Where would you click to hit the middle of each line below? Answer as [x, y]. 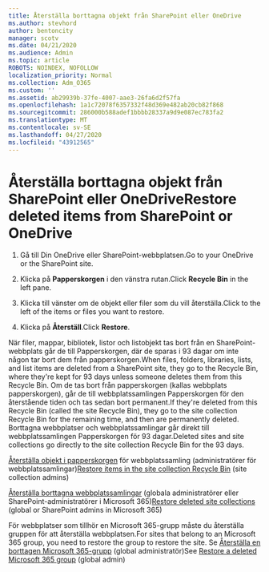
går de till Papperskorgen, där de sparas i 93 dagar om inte [141, 351]
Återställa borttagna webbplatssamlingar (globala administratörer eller [123, 493]
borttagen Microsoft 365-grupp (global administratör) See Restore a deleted [133, 551]
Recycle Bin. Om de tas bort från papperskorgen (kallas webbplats [118, 385]
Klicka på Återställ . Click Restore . [75, 327]
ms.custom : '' [32, 90]
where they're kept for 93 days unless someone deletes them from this [125, 377]
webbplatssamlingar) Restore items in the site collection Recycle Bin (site [128, 469]
